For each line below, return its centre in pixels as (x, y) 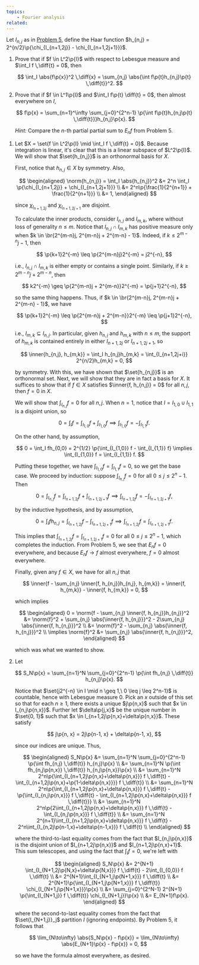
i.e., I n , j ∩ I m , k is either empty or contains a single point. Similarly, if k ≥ (102, 266)
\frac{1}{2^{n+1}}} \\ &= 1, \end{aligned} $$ (104, 193)
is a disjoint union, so (40, 411)
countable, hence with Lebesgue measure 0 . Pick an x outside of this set (104, 697)
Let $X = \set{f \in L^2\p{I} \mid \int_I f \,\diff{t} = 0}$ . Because (91, 143)
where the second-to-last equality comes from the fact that (87, 914)
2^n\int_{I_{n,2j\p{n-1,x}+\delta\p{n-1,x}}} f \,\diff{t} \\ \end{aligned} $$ (104, 827)
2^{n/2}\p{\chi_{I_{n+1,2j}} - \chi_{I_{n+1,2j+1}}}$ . (67, 48)
